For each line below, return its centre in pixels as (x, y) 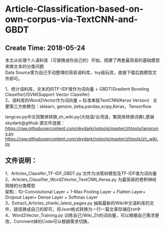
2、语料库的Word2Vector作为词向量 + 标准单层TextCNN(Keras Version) (77, 100)
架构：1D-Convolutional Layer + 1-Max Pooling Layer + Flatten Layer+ (75, 191)
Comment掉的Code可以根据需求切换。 (53, 221)
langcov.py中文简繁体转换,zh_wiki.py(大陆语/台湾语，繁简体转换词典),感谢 (80, 117)
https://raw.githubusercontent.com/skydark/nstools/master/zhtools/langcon (82, 128)
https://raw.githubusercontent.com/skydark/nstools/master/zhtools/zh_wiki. (82, 139)
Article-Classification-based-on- (74, 9)
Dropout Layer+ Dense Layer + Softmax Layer (52, 197)
